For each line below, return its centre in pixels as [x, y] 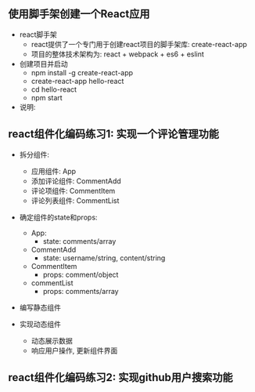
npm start [47, 97]
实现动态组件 [40, 324]
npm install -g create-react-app [82, 72]
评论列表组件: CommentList [75, 200]
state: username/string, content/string [104, 258]
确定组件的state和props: [58, 217]
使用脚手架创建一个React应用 [79, 14]
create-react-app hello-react [77, 81]
